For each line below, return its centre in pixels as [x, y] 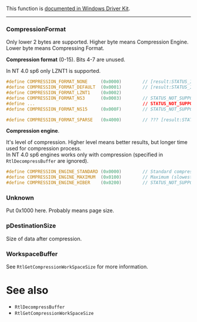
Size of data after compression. [44, 239]
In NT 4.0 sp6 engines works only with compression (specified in [84, 155]
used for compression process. [44, 149]
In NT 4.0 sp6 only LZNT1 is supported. [53, 71]
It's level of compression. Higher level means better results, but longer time [97, 142]
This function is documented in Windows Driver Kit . [68, 9]
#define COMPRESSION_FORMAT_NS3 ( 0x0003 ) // [77, 98]
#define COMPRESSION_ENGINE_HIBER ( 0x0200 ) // [77, 183]
